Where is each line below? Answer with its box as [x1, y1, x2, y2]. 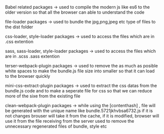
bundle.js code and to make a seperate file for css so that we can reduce [5, 88, 152, 93]
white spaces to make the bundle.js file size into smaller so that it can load [5, 68, 155, 74]
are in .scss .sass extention [5, 53, 60, 59]
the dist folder [5, 24, 33, 30]
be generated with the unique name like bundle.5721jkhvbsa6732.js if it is [5, 108, 153, 113]
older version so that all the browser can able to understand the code [5, 9, 144, 15]
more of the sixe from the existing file [5, 93, 81, 99]
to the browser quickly [5, 73, 50, 79]
